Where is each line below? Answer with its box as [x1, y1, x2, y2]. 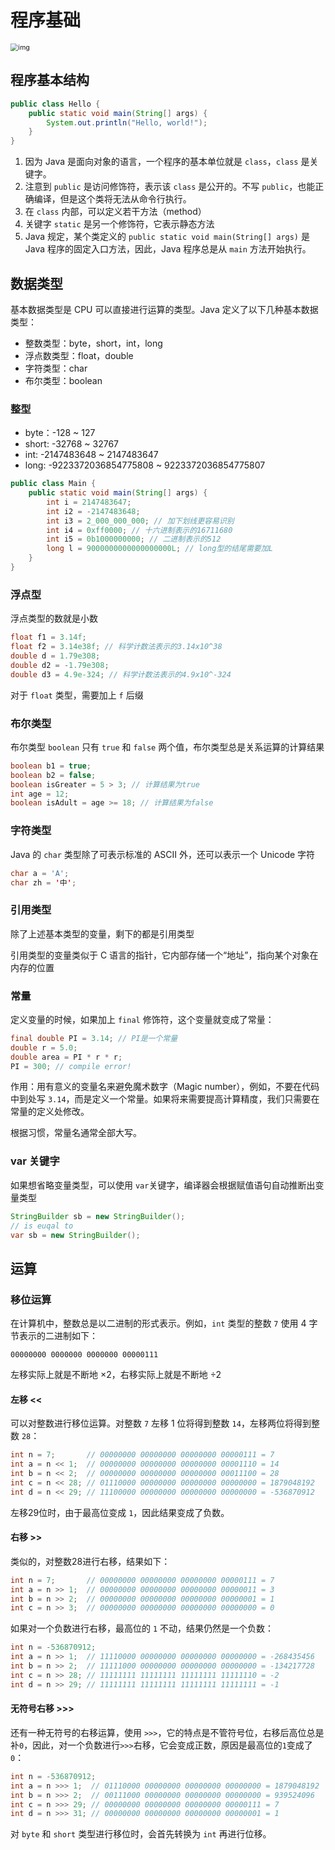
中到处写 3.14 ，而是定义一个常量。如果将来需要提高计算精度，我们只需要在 [10, 1093, 320, 1105]
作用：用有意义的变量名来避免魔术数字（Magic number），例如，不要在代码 [10, 1081, 320, 1093]
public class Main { [10, 479, 97, 489]
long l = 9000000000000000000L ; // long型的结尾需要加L [46, 544, 273, 554]
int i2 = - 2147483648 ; [46, 506, 141, 516]
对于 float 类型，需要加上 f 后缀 [10, 689, 144, 701]
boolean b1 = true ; [10, 761, 92, 771]
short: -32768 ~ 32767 [24, 438, 120, 450]
